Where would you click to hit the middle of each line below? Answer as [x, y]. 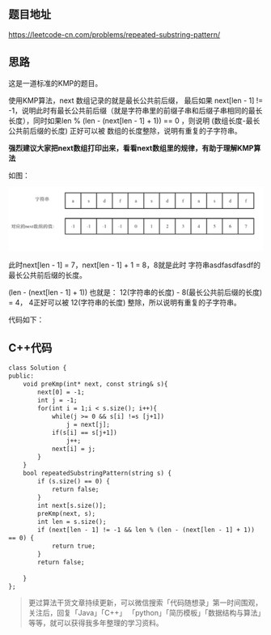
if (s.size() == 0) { [74, 481]
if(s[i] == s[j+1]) [84, 433]
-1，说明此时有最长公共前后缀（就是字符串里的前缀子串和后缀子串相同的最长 [135, 110]
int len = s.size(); [72, 522]
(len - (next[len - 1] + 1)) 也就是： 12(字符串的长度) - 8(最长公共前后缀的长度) [135, 292]
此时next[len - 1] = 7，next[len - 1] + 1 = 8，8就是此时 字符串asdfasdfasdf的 [135, 265]
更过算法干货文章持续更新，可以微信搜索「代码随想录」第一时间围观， [145, 603]
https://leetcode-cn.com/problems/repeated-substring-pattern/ [114, 34]
